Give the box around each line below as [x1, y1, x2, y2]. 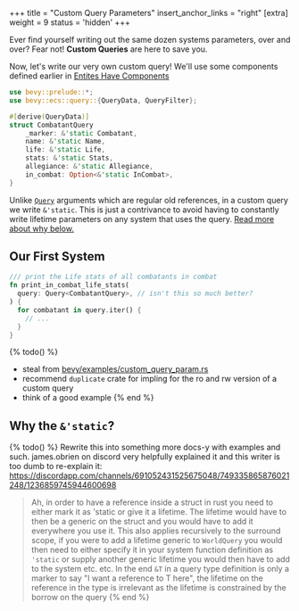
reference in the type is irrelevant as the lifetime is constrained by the [30, 582, 287, 593]
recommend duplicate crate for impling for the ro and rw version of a [21, 374, 278, 384]
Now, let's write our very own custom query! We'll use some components [9, 62, 278, 71]
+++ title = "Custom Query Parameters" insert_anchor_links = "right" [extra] [9, 8, 288, 18]
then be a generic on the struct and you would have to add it [30, 516, 253, 527]
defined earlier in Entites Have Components [9, 70, 170, 81]
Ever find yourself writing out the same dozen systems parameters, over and [9, 35, 291, 45]
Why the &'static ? [9, 418, 115, 433]
